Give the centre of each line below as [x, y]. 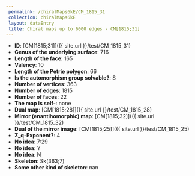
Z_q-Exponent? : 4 [37, 136]
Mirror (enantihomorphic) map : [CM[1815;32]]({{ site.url [84, 116]
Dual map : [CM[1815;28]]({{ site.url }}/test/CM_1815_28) [83, 110]
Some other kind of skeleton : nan [56, 168]
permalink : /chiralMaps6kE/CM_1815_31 [57, 12]
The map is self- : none [43, 104]
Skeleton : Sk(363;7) [39, 161]
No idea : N [28, 155]
